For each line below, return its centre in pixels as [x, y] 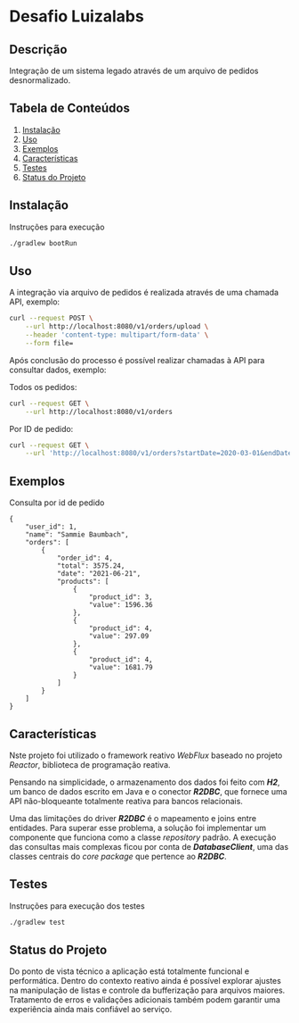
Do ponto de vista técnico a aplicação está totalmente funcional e [129, 971]
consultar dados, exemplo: [58, 370]
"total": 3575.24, [91, 566]
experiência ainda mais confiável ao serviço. [91, 1010]
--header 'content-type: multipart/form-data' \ [117, 335]
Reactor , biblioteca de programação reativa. [90, 764]
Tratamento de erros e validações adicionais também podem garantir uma [145, 1000]
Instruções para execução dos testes [77, 906]
